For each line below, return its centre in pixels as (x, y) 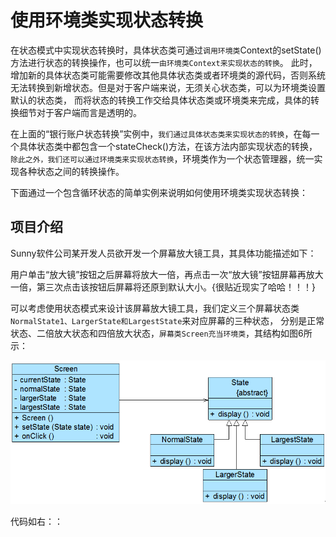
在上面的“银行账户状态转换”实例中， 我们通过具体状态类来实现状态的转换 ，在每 (161, 133)
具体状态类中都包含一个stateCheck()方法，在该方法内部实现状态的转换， (168, 146)
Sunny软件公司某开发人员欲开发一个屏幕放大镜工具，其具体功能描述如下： (163, 253)
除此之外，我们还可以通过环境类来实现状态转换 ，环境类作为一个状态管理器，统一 (162, 158)
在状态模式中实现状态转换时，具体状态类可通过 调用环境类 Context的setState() (166, 50)
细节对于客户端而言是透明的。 (80, 112)
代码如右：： (36, 522)
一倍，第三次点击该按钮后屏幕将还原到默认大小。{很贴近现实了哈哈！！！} (163, 287)
